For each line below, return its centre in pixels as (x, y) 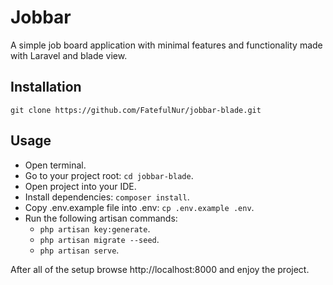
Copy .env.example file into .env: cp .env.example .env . (139, 207)
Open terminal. (55, 165)
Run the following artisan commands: (101, 218)
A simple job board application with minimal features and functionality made (166, 45)
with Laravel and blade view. (69, 55)
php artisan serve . (79, 250)
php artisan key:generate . (95, 228)
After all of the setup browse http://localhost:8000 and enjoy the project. (160, 269)
